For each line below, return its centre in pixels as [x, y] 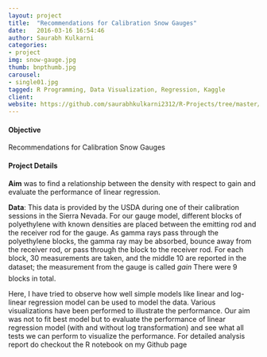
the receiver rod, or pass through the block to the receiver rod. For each [126, 249]
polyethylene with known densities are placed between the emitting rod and [132, 224]
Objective [25, 130]
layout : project [35, 16]
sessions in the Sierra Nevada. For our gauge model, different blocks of [125, 215]
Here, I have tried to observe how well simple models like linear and [119, 293]
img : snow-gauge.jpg [43, 60]
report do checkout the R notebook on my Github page [98, 344]
